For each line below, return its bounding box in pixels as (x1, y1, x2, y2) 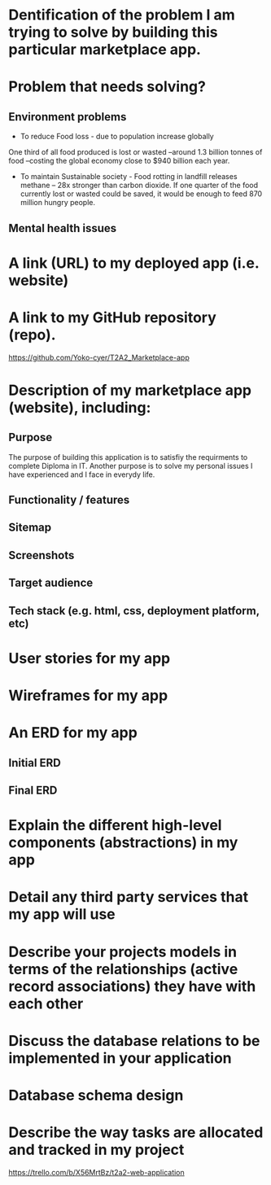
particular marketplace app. (8, 41, 202, 59)
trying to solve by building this (8, 23, 218, 42)
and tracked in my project (8, 1141, 185, 1159)
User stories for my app (8, 649, 171, 667)
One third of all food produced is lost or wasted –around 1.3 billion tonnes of (8, 147, 263, 157)
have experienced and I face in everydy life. (8, 470, 155, 479)
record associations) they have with (8, 977, 256, 995)
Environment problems (8, 110, 127, 124)
